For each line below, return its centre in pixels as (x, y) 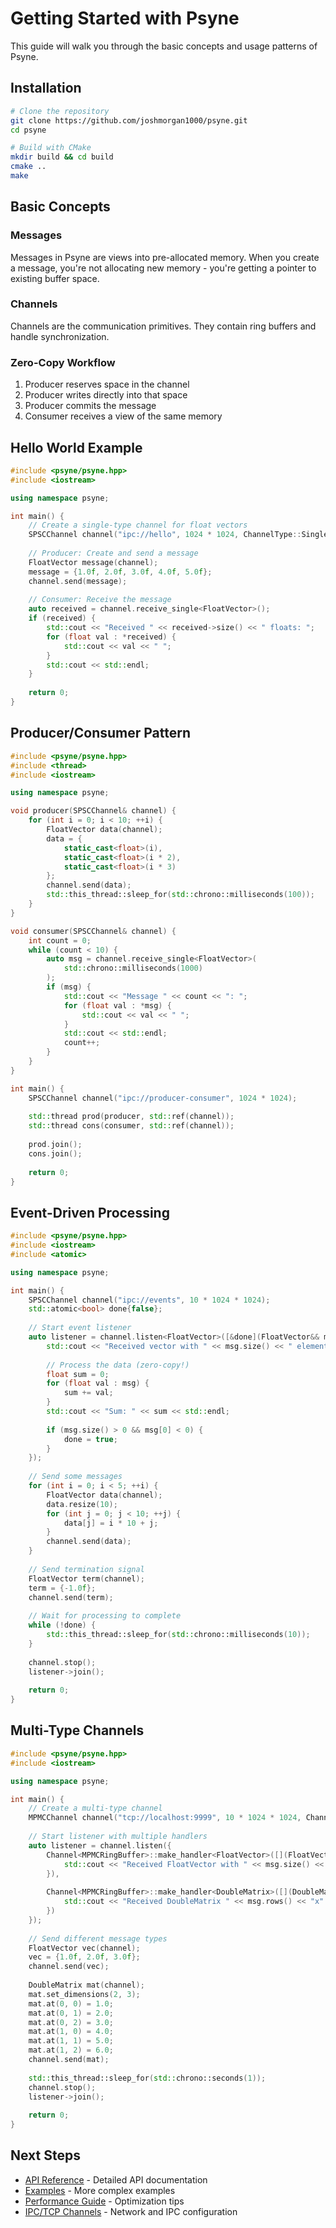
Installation (46, 88)
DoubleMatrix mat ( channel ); (86, 1985)
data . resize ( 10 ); (82, 1504)
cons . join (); (55, 1153)
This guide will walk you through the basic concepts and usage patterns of (164, 46)
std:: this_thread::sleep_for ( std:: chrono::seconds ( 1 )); (147, 2078)
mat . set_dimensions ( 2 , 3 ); (84, 1994)
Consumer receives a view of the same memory (123, 416)
